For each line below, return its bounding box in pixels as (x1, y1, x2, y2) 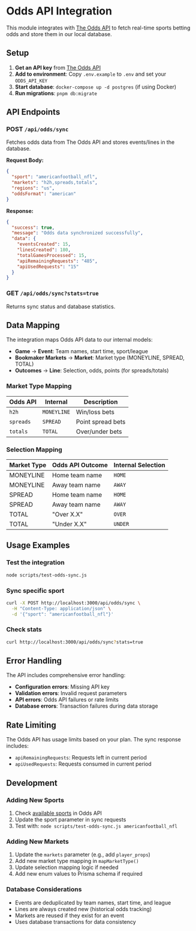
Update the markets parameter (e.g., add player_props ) (14, 851, 151, 858)
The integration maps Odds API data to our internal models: (6, 336, 153, 344)
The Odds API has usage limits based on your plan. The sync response (6, 736, 181, 743)
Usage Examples (6, 540, 70, 551)
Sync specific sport (6, 586, 65, 595)
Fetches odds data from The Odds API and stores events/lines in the (6, 138, 175, 146)
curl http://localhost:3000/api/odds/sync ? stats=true (6, 639, 144, 645)
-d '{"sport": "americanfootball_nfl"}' (11, 611, 114, 617)
